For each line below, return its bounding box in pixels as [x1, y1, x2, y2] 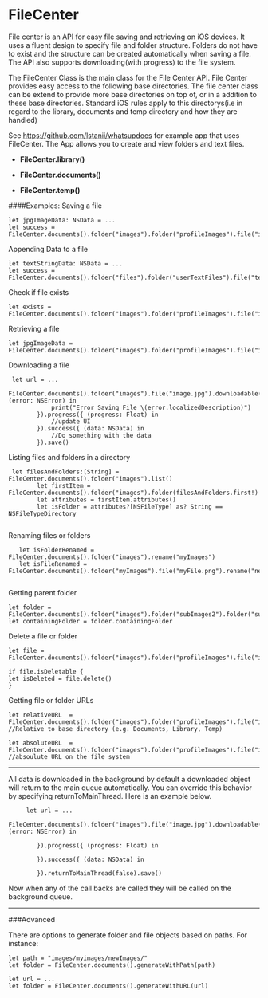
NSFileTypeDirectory [8, 509, 77, 517]
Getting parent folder [8, 587, 77, 597]
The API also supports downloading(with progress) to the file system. [8, 57, 236, 67]
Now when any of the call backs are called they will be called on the [8, 883, 232, 893]
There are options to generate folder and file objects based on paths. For [8, 930, 248, 940]
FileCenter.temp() [19, 185, 81, 194]
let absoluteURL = [8, 739, 73, 747]
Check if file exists [8, 287, 69, 297]
